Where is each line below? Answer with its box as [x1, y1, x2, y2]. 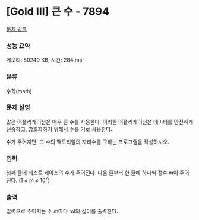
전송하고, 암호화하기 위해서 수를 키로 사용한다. [6, 125, 113, 133]
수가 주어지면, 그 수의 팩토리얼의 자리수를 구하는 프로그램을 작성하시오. [6, 138, 169, 145]
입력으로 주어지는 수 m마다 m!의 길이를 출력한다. [6, 208, 118, 215]
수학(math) [6, 87, 32, 94]
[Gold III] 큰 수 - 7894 [6, 5, 110, 18]
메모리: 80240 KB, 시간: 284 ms [6, 56, 83, 63]
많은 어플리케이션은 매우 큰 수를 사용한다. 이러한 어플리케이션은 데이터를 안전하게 [6, 118, 194, 125]
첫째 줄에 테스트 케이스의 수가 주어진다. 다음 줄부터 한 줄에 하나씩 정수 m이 [6, 169, 178, 176]
